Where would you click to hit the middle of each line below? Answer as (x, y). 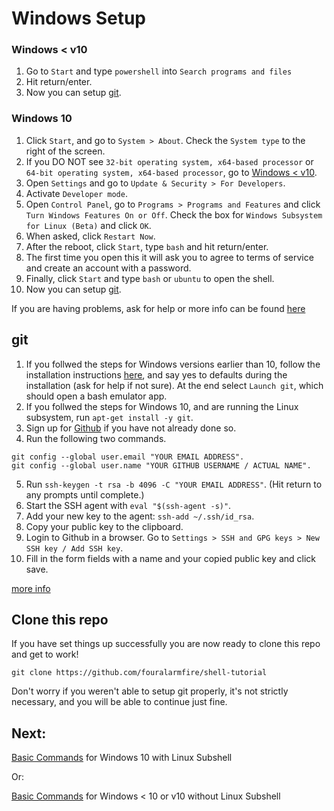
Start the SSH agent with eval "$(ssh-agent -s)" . (128, 505)
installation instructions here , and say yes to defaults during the (156, 374)
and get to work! (45, 654)
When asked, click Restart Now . (90, 236)
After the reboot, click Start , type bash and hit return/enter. (147, 246)
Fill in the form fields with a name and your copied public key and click (170, 558)
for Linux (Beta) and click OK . (88, 225)
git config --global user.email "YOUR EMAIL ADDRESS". (128, 457)
